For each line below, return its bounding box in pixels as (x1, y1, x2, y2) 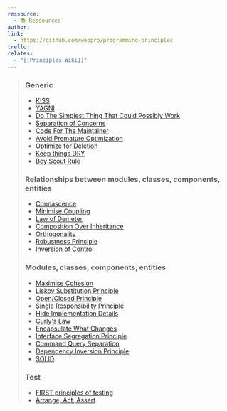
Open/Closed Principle (35, 294, 102, 302)
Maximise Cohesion (35, 279, 94, 287)
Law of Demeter (35, 215, 83, 223)
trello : (7, 43, 31, 50)
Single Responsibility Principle (35, 301, 125, 310)
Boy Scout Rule (35, 157, 80, 166)
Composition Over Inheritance (35, 222, 124, 231)
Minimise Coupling (35, 207, 90, 215)
